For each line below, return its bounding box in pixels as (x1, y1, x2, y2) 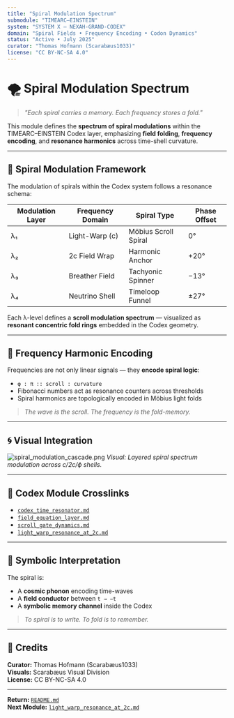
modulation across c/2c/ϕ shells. (7, 461, 102, 469)
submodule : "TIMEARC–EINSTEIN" (7, 17, 98, 24)
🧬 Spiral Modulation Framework (7, 163, 146, 175)
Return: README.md (7, 695, 59, 703)
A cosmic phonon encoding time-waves (17, 587, 134, 595)
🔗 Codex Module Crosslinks (7, 487, 130, 499)
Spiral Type (135, 210, 175, 220)
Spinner (128, 275, 155, 285)
